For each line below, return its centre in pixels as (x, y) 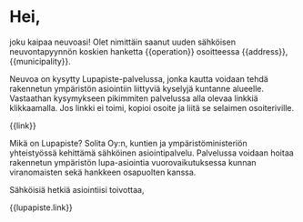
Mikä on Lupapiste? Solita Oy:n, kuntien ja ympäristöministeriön (128, 143)
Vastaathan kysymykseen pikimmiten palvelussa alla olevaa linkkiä (134, 98)
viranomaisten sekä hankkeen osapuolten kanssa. (103, 172)
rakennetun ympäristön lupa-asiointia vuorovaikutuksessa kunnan (133, 162)
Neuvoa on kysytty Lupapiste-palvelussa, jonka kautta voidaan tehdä (139, 78)
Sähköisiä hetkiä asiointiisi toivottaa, (77, 189)
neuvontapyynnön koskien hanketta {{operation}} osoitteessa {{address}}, (149, 51)
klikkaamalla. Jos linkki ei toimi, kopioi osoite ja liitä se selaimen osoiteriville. (151, 107)
